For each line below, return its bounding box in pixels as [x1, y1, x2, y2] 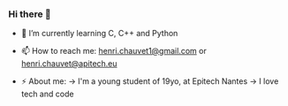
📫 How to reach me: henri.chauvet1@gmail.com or [20, 46, 207, 57]
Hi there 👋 [8, 8, 52, 20]
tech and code [20, 88, 74, 100]
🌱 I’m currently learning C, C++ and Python [20, 28, 178, 39]
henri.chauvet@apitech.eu [20, 58, 117, 69]
